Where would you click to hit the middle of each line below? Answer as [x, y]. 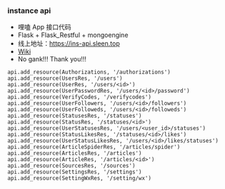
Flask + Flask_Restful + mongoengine [73, 35]
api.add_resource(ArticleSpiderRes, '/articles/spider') [94, 147]
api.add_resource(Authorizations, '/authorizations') [89, 72]
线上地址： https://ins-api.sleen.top [69, 44]
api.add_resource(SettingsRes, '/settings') [75, 172]
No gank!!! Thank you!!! [52, 59]
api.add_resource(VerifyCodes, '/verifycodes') [80, 97]
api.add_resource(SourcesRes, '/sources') [71, 166]
